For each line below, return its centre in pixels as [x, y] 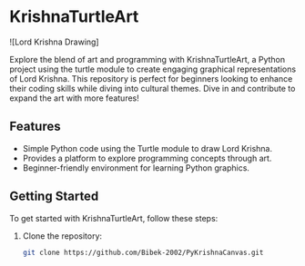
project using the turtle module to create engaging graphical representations [153, 69]
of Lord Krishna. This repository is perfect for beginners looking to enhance [151, 78]
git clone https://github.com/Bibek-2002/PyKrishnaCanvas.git [143, 252]
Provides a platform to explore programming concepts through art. [147, 158]
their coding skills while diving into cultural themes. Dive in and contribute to [152, 88]
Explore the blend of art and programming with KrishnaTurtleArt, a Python [147, 59]
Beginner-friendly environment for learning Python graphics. [136, 167]
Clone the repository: [62, 236]
